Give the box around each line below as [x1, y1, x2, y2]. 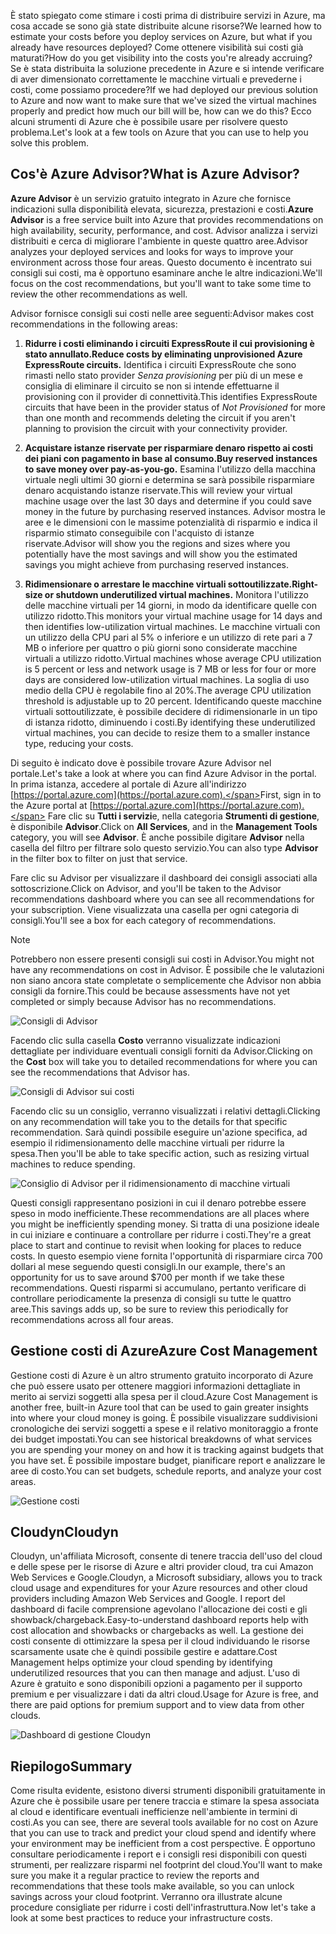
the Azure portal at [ [10, 799, 93, 811]
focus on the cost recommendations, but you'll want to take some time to [10, 277, 312, 289]
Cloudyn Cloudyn [10, 1524, 119, 1541]
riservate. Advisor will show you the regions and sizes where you [24, 537, 291, 549]
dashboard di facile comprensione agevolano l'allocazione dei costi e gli [10, 1603, 308, 1615]
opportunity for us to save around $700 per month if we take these [10, 1271, 285, 1283]
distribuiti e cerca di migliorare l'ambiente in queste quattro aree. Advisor [10, 235, 309, 247]
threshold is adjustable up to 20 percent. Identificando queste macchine [24, 695, 322, 707]
